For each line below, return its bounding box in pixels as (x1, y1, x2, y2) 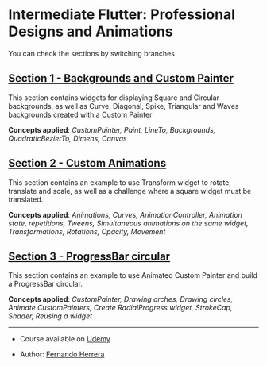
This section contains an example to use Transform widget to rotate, (8, 177, 232, 187)
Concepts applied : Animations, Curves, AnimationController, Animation (8, 210, 242, 219)
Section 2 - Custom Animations (8, 156, 167, 170)
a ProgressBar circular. (8, 279, 83, 289)
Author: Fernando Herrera (19, 349, 105, 359)
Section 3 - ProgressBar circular (8, 249, 171, 263)
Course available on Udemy (19, 334, 111, 344)
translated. (8, 195, 44, 204)
